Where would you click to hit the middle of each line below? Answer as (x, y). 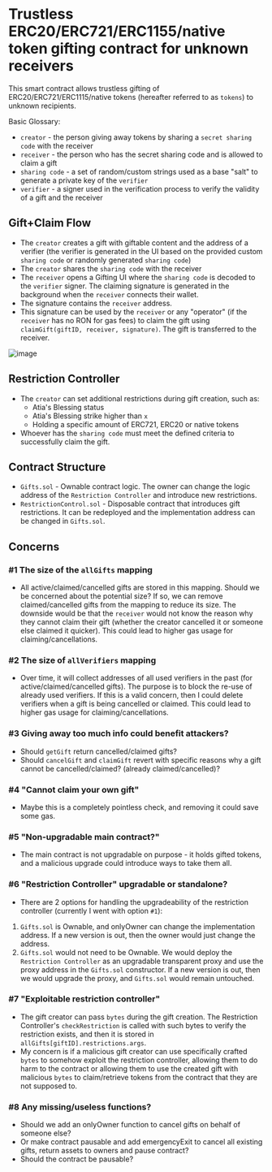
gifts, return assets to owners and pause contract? (104, 1151)
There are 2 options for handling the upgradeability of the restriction (134, 902)
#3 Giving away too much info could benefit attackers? (119, 733)
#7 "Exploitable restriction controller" (84, 999)
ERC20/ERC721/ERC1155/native (117, 31)
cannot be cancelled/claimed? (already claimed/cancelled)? (120, 768)
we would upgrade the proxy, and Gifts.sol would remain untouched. (137, 978)
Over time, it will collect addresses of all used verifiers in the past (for (136, 678)
